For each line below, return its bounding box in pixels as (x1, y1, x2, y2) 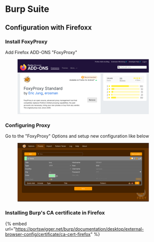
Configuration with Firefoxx (5, 23, 92, 32)
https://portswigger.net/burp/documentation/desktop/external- (15, 226, 144, 232)
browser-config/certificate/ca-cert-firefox (5, 231, 91, 237)
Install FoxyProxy (5, 38, 48, 45)
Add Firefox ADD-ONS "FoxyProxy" (5, 49, 78, 55)
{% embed (5, 221, 27, 227)
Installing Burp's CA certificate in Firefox (5, 209, 105, 216)
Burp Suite (5, 3, 50, 15)
